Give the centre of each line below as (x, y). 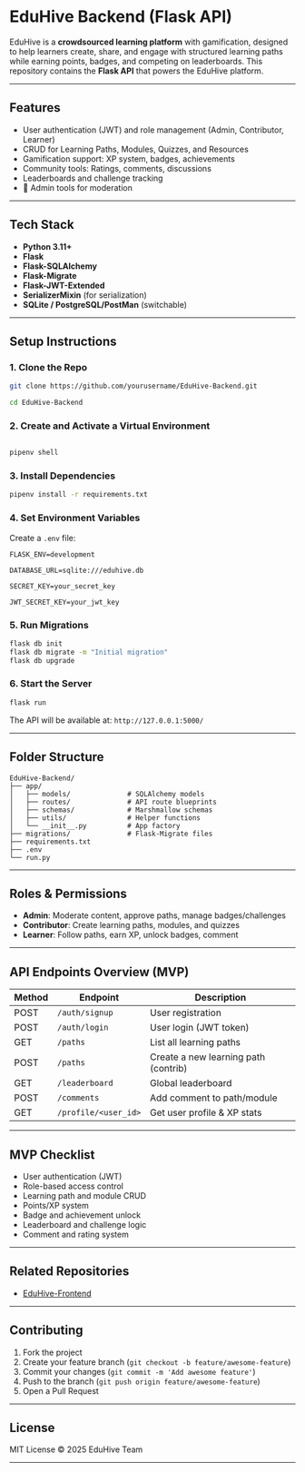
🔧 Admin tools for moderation (78, 187)
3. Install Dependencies (63, 476)
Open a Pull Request (61, 1390)
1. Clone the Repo (49, 367)
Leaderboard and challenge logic (84, 1224)
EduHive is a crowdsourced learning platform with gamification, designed (149, 42)
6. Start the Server (51, 684)
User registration (186, 1013)
